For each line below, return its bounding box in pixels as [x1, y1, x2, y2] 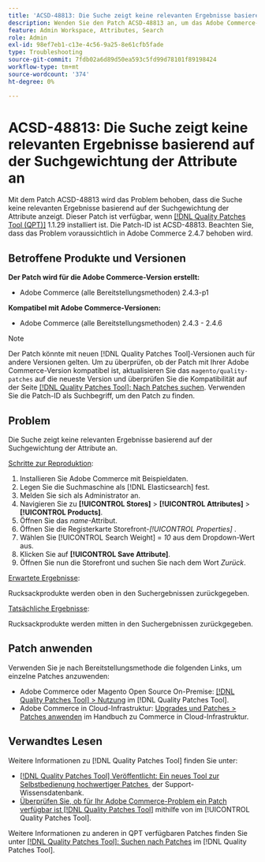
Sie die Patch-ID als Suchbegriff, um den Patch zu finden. [8, 391, 196, 401]
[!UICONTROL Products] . [19, 507, 103, 518]
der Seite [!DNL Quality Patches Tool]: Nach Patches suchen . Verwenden [8, 382, 246, 392]
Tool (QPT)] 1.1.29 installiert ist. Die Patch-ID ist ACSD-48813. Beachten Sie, [8, 220, 254, 230]
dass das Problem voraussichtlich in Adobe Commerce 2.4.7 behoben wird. [8, 228, 254, 238]
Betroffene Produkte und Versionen [8, 251, 187, 265]
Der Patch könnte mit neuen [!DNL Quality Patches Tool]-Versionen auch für [8, 349, 256, 359]
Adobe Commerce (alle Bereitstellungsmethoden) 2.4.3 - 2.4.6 [19, 318, 223, 328]
